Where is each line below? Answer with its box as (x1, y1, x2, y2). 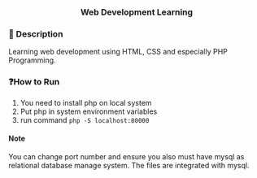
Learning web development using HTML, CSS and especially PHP (8, 47, 228, 57)
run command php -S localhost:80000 (20, 115, 150, 124)
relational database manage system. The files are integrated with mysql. (8, 160, 250, 170)
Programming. (8, 55, 56, 65)
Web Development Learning (80, 7, 194, 18)
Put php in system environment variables (20, 106, 158, 116)
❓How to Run (8, 76, 60, 88)
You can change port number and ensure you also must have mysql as (8, 151, 245, 161)
